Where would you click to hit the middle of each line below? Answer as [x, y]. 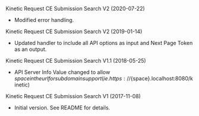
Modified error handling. [44, 20]
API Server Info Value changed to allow [62, 72]
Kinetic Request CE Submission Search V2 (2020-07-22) [75, 9]
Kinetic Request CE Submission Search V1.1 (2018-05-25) [76, 61]
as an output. [30, 49]
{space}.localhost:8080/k [162, 78]
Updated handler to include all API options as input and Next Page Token [103, 43]
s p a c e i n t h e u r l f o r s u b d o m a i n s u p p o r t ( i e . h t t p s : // [72, 78]
